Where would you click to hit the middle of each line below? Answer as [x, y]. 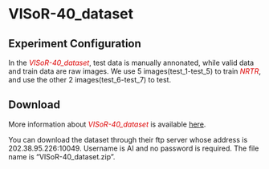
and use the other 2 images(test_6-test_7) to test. [90, 80]
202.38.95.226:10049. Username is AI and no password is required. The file [134, 148]
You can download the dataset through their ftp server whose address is [128, 139]
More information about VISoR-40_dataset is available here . [107, 124]
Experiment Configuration [75, 44]
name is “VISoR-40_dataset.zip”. [62, 156]
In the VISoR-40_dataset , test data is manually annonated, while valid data [131, 62]
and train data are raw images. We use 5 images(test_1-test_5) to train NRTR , [134, 71]
